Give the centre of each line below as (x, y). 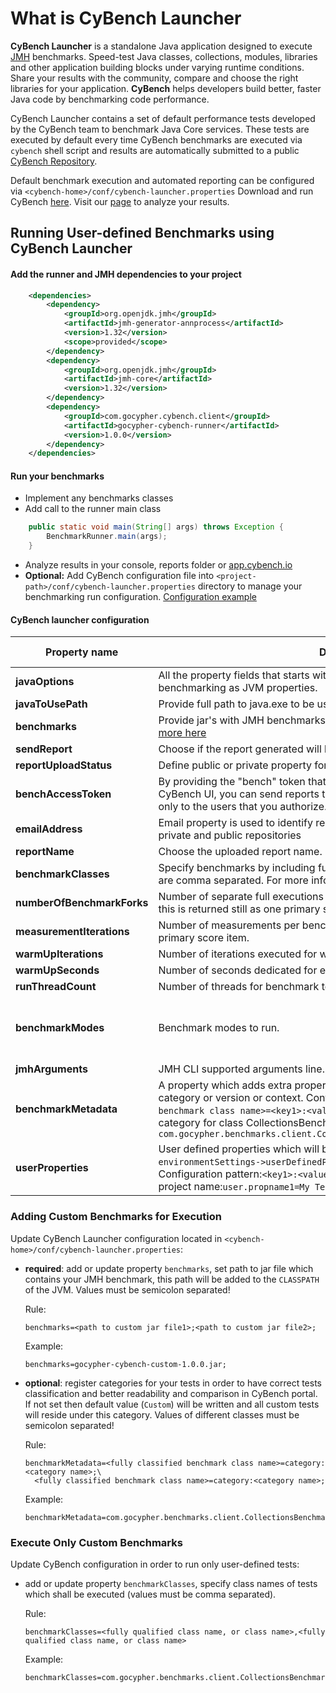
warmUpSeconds (57, 970)
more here (182, 733)
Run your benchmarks (57, 476)
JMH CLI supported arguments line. (241, 1069)
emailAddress (49, 829)
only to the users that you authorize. (243, 807)
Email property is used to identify (235, 823)
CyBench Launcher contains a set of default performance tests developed (163, 118)
